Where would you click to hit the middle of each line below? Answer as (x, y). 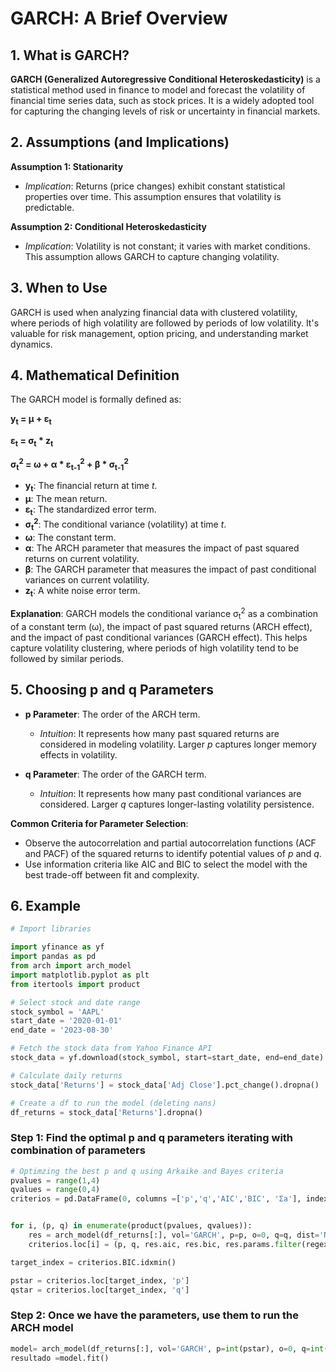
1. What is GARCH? (70, 55)
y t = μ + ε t (31, 420)
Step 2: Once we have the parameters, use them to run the (154, 1315)
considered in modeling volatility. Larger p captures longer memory (178, 744)
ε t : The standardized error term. (90, 510)
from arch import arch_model (71, 966)
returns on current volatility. (82, 558)
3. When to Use (59, 288)
